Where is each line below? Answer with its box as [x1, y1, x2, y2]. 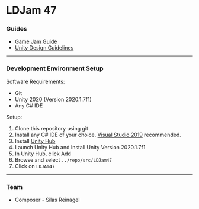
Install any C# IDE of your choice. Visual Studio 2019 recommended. [14, 131, 182, 138]
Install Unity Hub [14, 137, 56, 145]
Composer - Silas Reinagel [14, 196, 80, 204]
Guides [6, 25, 28, 33]
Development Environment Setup [6, 64, 104, 73]
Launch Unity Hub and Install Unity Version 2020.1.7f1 [14, 143, 146, 151]
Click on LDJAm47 [14, 162, 55, 169]
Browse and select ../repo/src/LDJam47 [14, 156, 113, 163]
